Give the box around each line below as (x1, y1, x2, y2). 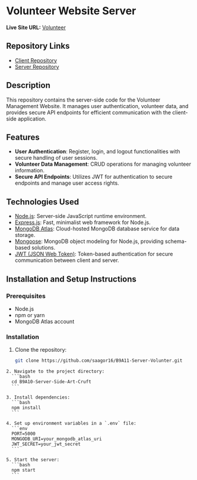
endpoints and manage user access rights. (14, 179, 120, 187)
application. (17, 115, 46, 122)
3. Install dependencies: (6, 394, 70, 400)
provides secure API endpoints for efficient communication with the (6, 109, 171, 116)
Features (6, 132, 40, 142)
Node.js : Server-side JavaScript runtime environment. (14, 213, 147, 220)
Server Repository (14, 63, 59, 70)
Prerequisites (6, 292, 46, 300)
